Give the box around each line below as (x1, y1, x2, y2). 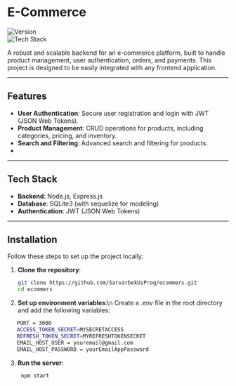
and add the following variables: (17, 306, 110, 314)
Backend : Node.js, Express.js (17, 192, 103, 200)
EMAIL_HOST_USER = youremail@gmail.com (16, 339, 133, 346)
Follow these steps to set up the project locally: (7, 252, 144, 260)
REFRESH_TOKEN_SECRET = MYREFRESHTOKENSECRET (16, 333, 146, 340)
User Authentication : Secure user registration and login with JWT (17, 109, 209, 117)
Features (7, 91, 47, 102)
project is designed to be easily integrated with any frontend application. (7, 63, 217, 72)
